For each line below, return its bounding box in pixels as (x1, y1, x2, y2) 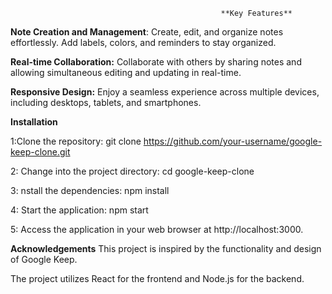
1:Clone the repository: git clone (10, 135, 142, 147)
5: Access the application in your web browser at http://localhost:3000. (10, 224, 304, 235)
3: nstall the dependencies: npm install (10, 185, 170, 196)
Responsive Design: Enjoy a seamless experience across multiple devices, (10, 86, 320, 98)
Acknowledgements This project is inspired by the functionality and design (10, 243, 322, 254)
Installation (10, 116, 58, 128)
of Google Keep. (10, 254, 78, 265)
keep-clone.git (10, 146, 71, 158)
